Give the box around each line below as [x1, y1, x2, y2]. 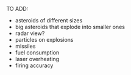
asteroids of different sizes [15, 17, 83, 24]
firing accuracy [15, 62, 54, 69]
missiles [15, 42, 36, 50]
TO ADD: [6, 5, 29, 12]
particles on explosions [15, 36, 74, 43]
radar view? [15, 30, 45, 37]
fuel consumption [15, 49, 60, 56]
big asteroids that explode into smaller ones [15, 24, 125, 30]
